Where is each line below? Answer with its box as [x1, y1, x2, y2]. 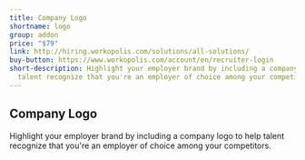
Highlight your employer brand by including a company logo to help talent [9, 130, 285, 141]
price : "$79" [9, 38, 59, 48]
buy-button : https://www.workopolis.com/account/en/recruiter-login [9, 55, 274, 65]
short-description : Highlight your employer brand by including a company [9, 65, 299, 74]
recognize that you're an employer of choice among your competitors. [9, 140, 272, 151]
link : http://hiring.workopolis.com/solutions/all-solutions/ [9, 47, 250, 56]
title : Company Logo [9, 13, 88, 23]
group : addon [9, 30, 59, 39]
